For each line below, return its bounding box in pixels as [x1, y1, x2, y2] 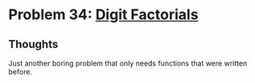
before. [8, 67, 33, 77]
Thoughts [8, 38, 59, 51]
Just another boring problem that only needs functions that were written [8, 58, 248, 68]
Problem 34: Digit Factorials [8, 6, 199, 24]
